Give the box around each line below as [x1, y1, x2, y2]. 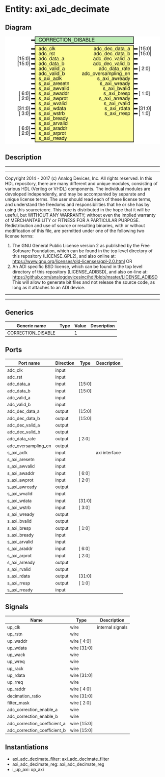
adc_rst [7, 374, 23, 380]
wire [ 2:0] [70, 699, 91, 705]
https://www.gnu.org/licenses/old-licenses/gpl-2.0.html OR [12, 258, 133, 265]
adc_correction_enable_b [7, 713, 58, 719]
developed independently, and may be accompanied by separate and [5, 191, 145, 197]
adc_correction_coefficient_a [7, 720, 66, 726]
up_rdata [7, 672, 26, 678]
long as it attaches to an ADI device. [12, 285, 85, 291]
